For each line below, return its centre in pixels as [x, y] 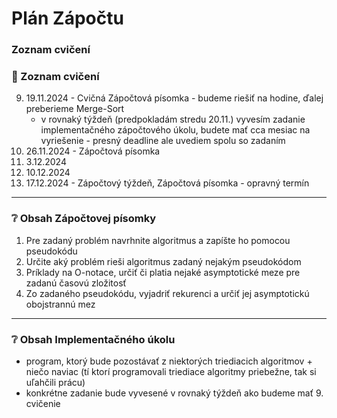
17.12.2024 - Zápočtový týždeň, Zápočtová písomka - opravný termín [167, 183]
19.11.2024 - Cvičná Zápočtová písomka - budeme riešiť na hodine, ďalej [174, 98]
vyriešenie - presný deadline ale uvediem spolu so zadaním [163, 141]
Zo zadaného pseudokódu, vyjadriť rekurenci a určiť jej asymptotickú [167, 293]
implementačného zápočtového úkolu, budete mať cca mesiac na [175, 130]
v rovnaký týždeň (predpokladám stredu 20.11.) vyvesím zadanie [173, 119]
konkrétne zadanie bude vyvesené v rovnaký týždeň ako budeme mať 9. [174, 393]
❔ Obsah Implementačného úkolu [93, 339]
